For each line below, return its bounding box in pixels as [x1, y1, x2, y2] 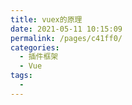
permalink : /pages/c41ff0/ [10, 33, 123, 43]
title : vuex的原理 [10, 14, 83, 25]
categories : [10, 42, 60, 53]
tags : [10, 71, 33, 81]
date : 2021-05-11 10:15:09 [10, 24, 123, 34]
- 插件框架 [19, 52, 59, 62]
